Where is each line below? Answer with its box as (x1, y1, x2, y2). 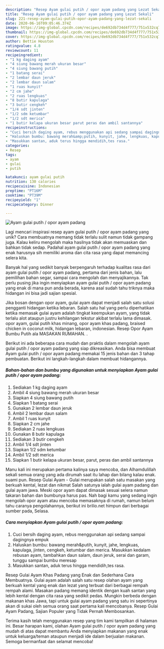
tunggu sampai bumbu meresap (12, 557, 77, 564)
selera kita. (5, 255, 28, 261)
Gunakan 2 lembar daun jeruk (12, 406, 73, 411)
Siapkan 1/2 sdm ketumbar (12, 447, 66, 453)
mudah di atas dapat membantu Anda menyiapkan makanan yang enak (5, 628, 148, 634)
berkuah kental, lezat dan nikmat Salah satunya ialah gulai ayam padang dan (5, 482, 159, 488)
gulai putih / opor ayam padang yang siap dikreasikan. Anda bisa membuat (5, 345, 155, 351)
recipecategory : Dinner (5, 202, 54, 207)
